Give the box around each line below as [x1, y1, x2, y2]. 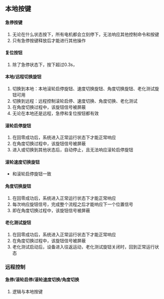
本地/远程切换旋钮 [5, 74, 42, 80]
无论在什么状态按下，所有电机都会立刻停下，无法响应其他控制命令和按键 [12, 31, 159, 37]
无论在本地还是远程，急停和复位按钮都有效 [12, 111, 99, 116]
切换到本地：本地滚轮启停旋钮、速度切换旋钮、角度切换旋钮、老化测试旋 [12, 86, 159, 91]
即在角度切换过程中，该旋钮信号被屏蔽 [12, 207, 90, 213]
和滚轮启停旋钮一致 [12, 171, 52, 177]
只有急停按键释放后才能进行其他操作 [12, 37, 86, 43]
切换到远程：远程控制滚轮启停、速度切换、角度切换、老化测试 [12, 98, 138, 104]
